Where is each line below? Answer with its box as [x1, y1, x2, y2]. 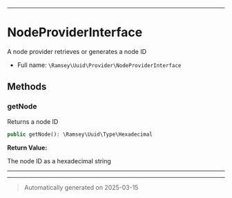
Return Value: [7, 143, 48, 152]
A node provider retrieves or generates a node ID [7, 47, 147, 55]
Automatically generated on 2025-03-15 [23, 183, 139, 191]
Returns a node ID [7, 117, 59, 125]
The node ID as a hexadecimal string [7, 156, 112, 165]
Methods [7, 81, 47, 93]
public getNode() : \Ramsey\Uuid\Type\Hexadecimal [7, 131, 153, 138]
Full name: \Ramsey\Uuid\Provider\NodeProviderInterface [17, 60, 182, 69]
